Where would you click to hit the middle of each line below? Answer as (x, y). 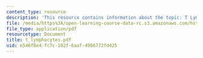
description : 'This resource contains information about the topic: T (97, 18)
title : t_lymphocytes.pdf (39, 40)
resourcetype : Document (36, 34)
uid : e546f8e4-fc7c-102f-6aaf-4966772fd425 (62, 46)
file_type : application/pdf (42, 29)
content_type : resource (36, 12)
